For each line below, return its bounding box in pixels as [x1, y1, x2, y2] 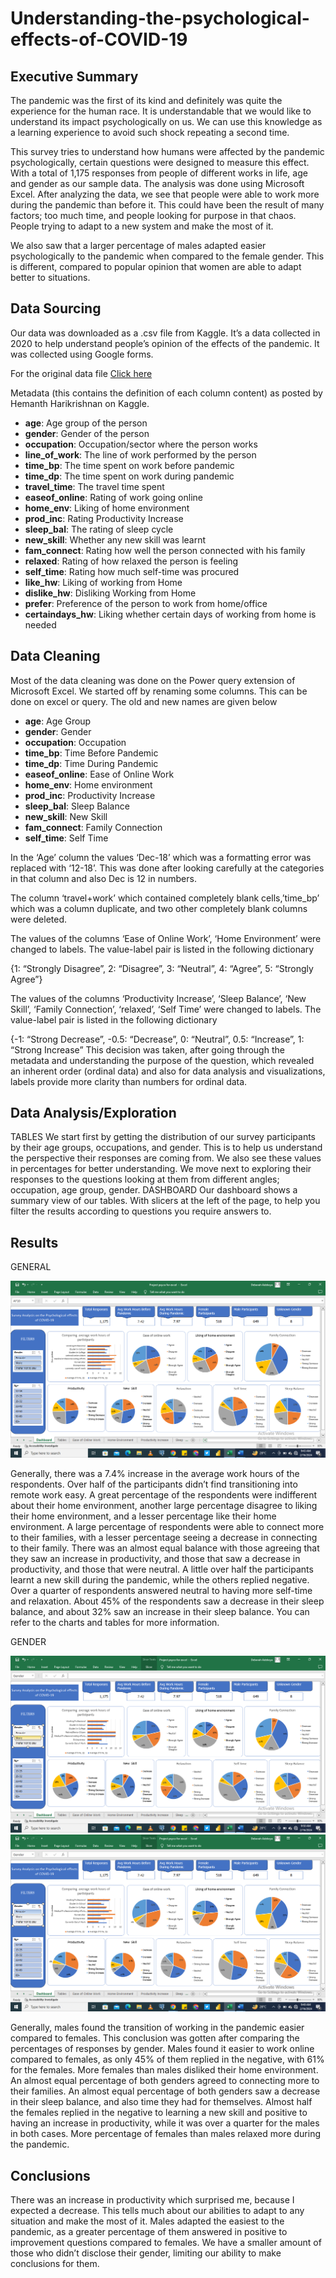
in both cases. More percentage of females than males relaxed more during [10, 2128, 321, 2140]
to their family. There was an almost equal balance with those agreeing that [10, 1542, 320, 1554]
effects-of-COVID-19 [10, 28, 188, 51]
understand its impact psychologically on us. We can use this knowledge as [10, 116, 323, 127]
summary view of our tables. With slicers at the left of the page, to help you [10, 1195, 321, 1207]
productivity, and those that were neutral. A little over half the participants [10, 1563, 314, 1576]
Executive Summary [10, 68, 139, 85]
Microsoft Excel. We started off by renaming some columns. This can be [10, 685, 308, 697]
